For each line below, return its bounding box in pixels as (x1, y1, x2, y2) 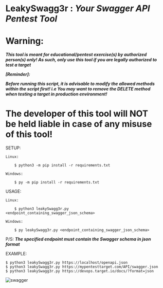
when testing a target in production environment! (5, 91, 108, 97)
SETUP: (5, 145, 21, 151)
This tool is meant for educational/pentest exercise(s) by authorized (5, 52, 147, 57)
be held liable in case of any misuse (5, 119, 152, 129)
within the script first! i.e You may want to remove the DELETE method (5, 86, 150, 92)
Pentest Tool (5, 13, 57, 24)
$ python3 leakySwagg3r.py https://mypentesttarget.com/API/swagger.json (5, 265, 159, 270)
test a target (5, 62, 31, 68)
